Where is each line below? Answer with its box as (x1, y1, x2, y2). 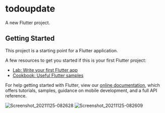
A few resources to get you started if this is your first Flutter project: (5, 57, 146, 63)
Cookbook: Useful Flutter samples (12, 72, 84, 78)
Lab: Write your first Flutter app (12, 67, 78, 73)
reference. (5, 92, 27, 98)
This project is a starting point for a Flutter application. (5, 47, 118, 53)
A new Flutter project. (5, 20, 50, 26)
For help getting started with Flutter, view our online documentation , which (5, 82, 160, 88)
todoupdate (5, 3, 56, 15)
